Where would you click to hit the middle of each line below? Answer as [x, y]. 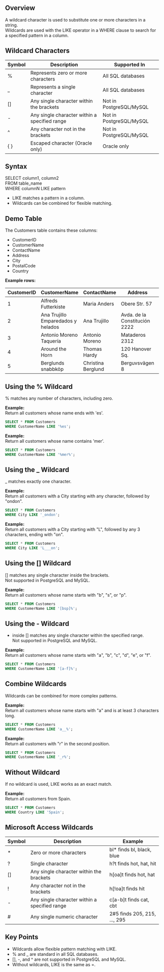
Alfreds [49, 301]
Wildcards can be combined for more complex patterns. [61, 695]
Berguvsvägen [138, 363]
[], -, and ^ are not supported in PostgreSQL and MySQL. [69, 959]
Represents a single [53, 86]
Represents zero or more [59, 73]
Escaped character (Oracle [61, 143]
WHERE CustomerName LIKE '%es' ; [38, 426]
